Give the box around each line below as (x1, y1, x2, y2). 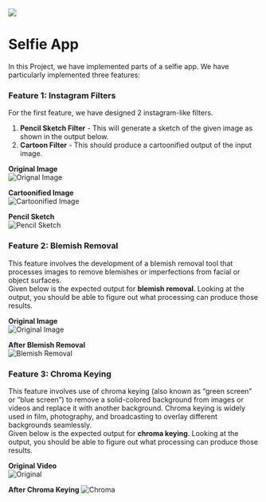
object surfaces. (8, 275, 62, 285)
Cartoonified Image (8, 188, 74, 198)
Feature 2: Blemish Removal (8, 240, 119, 251)
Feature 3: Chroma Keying (8, 368, 111, 379)
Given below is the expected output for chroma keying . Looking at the (8, 429, 239, 438)
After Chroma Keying (8, 485, 80, 495)
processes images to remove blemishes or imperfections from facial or (8, 267, 241, 276)
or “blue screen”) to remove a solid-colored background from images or (8, 395, 244, 405)
